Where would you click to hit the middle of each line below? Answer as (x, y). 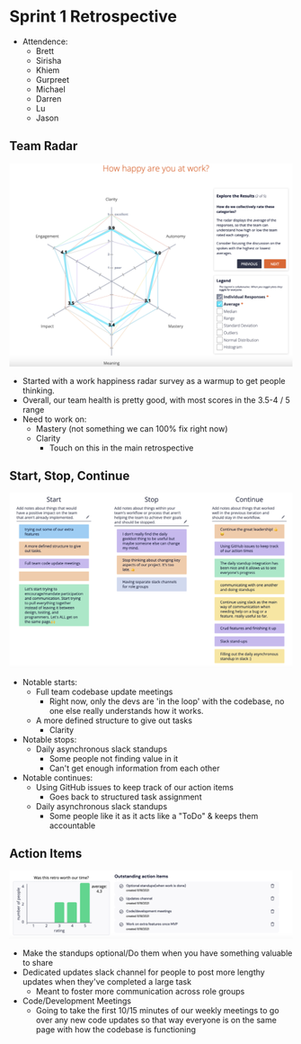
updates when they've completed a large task (106, 981)
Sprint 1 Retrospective (93, 17)
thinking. (39, 390)
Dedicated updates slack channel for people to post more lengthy (143, 972)
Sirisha (49, 60)
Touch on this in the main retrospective (121, 448)
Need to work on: (54, 419)
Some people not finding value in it (114, 758)
